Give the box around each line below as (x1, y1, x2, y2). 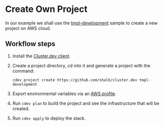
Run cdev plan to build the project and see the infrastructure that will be (12, 100, 160, 106)
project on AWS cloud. (5, 25, 51, 31)
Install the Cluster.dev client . (12, 53, 71, 59)
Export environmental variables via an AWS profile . (12, 91, 117, 97)
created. (12, 106, 30, 112)
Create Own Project (5, 3, 88, 15)
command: (12, 68, 35, 74)
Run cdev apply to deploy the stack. (12, 115, 86, 121)
